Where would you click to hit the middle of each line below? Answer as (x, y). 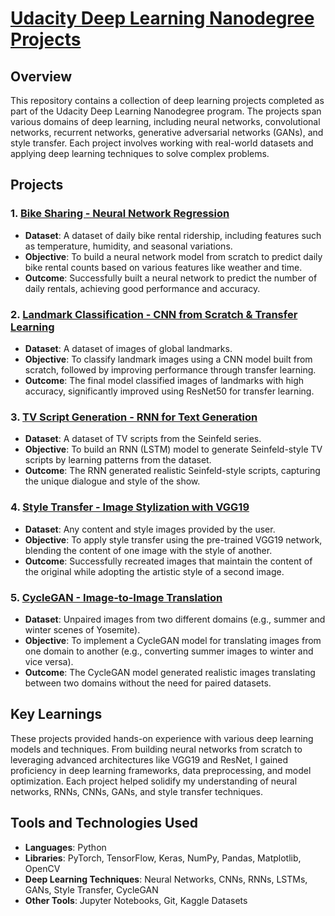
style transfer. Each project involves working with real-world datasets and (162, 143)
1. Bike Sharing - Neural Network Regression (120, 214)
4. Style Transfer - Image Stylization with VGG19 (130, 507)
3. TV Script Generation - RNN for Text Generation (134, 417)
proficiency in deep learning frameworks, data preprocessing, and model (161, 770)
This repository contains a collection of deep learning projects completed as (167, 100)
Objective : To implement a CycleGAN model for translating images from (173, 640)
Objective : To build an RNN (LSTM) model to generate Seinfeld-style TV (173, 449)
